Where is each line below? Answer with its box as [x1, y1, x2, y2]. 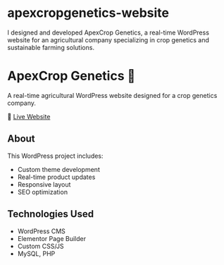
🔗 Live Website [7, 112, 51, 121]
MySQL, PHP [17, 249, 56, 258]
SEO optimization [17, 187, 68, 196]
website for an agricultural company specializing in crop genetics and [7, 35, 210, 44]
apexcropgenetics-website [7, 5, 169, 21]
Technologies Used [7, 208, 94, 220]
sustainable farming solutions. [7, 43, 95, 51]
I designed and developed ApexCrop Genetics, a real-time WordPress [7, 28, 210, 37]
